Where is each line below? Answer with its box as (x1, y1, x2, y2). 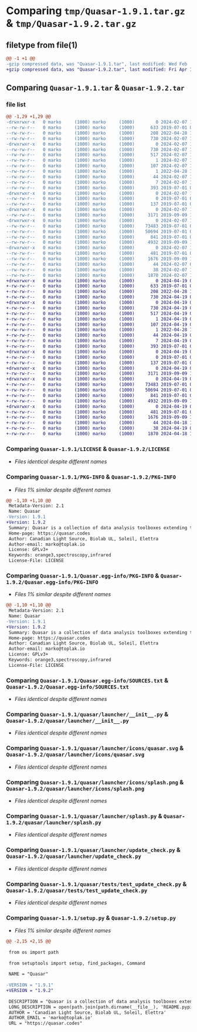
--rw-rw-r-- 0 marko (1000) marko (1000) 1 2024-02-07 (6, 158, 188, 163)
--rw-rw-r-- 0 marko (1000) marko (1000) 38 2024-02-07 (6, 266, 188, 273)
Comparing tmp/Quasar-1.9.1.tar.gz (6, 4, 186, 18)
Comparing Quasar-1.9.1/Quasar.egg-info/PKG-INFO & (6, 572, 159, 580)
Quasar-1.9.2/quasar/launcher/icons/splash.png (6, 785, 145, 792)
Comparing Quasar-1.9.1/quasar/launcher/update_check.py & (6, 846, 181, 854)
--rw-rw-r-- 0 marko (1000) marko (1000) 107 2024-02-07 (6, 163, 188, 169)
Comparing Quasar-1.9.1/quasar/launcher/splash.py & (6, 811, 162, 820)
